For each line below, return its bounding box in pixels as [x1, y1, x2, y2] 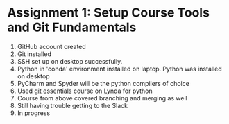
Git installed [17, 50, 52, 58]
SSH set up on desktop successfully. [17, 57, 123, 65]
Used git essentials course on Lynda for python [17, 87, 153, 95]
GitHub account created [17, 42, 87, 51]
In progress [17, 109, 51, 117]
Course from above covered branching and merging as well [17, 94, 187, 102]
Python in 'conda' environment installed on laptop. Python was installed [17, 64, 222, 73]
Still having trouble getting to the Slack [17, 101, 128, 109]
